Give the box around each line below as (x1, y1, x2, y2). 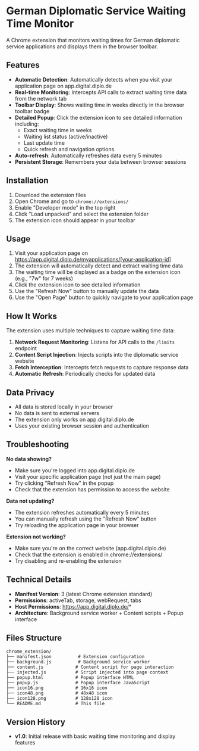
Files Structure (6, 633, 62, 643)
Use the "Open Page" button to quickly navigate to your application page (14, 294, 194, 301)
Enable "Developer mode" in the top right (14, 204, 116, 211)
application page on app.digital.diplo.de (14, 82, 112, 89)
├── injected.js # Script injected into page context (6, 669, 169, 675)
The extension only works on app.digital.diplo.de (14, 416, 134, 423)
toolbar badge (14, 107, 50, 114)
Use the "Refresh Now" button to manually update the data (14, 288, 159, 295)
